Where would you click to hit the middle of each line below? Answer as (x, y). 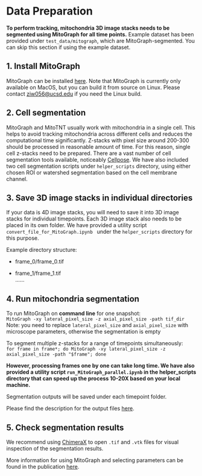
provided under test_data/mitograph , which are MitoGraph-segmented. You (100, 41)
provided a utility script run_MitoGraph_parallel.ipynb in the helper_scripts (101, 372)
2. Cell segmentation (46, 113)
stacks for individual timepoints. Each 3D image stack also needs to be (94, 219)
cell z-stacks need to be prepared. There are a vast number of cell (89, 153)
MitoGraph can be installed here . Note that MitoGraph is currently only (93, 81)
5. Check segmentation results (65, 427)
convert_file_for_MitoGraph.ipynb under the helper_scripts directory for (99, 232)
